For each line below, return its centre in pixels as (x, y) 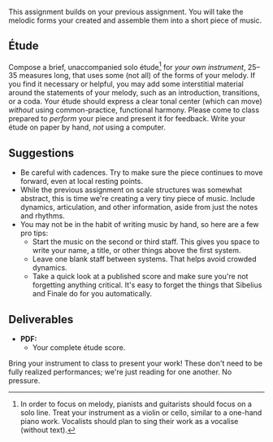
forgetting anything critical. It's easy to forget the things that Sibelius (147, 285)
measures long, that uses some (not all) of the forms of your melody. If (137, 76)
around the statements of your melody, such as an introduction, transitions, (134, 93)
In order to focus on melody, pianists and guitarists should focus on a (136, 404)
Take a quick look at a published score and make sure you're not (140, 277)
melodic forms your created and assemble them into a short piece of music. (135, 20)
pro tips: (34, 233)
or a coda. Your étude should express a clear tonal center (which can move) (135, 102)
